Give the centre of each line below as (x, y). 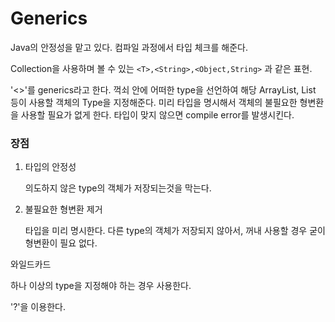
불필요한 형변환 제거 (63, 209)
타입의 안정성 (50, 167)
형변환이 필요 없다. (61, 243)
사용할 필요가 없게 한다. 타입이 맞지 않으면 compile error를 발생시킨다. (157, 114)
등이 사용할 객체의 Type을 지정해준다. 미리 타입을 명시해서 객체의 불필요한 (154, 102)
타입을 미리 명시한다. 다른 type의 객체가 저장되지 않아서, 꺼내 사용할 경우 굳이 (175, 231)
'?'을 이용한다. (38, 307)
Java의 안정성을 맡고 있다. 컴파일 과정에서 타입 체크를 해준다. (129, 47)
